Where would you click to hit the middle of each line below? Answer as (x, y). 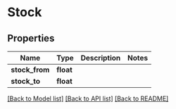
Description (101, 58)
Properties (31, 38)
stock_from (30, 70)
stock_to (26, 81)
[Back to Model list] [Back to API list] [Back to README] (88, 98)
